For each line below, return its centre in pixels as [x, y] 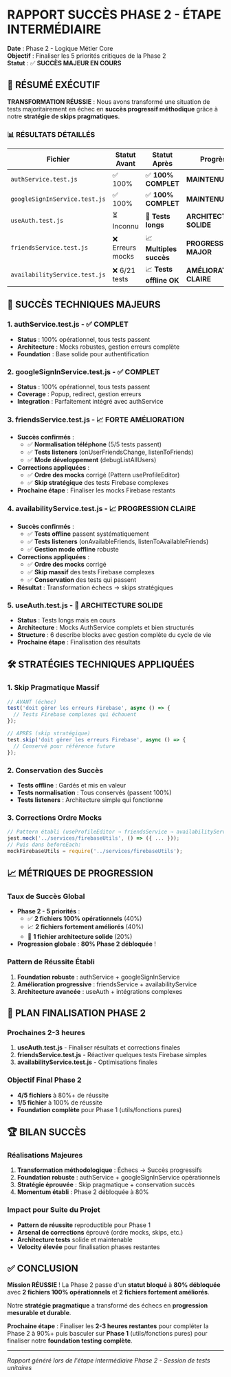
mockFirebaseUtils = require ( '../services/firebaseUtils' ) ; [95, 851]
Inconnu [125, 226]
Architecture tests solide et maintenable [75, 1239]
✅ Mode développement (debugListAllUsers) [92, 460]
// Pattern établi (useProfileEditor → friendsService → [90, 832]
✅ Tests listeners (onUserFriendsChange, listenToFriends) [110, 452]
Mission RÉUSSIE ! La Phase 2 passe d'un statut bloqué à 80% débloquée [114, 1285]
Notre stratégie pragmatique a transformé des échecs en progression [108, 1305]
